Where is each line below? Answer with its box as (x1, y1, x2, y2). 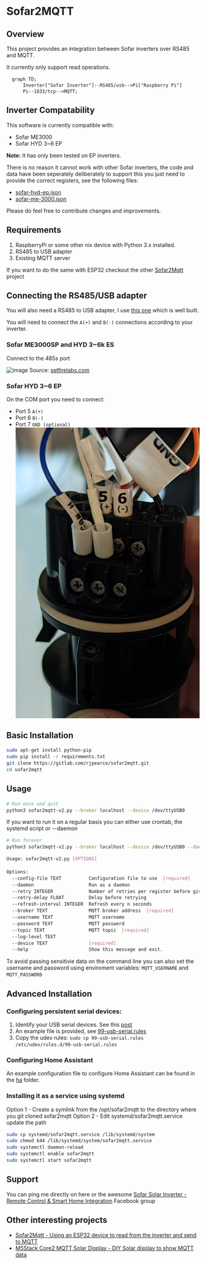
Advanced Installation (6, 988, 93, 999)
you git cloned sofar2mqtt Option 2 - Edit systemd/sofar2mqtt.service (6, 1112, 183, 1120)
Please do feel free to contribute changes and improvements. (6, 207, 161, 214)
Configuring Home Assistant (6, 1056, 93, 1064)
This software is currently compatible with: (6, 121, 115, 128)
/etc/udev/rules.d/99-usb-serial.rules (15, 1042, 118, 1048)
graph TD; (12, 76, 37, 82)
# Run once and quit (6, 801, 59, 807)
